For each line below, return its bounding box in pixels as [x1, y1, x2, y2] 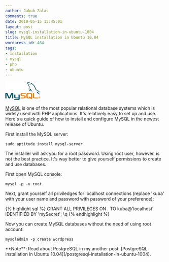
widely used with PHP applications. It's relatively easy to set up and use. [5, 111, 156, 117]
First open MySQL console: [5, 171, 62, 177]
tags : [5, 46, 17, 51]
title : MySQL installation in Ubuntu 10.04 [5, 35, 99, 40]
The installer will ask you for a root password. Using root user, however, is [5, 150, 160, 157]
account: [5, 226, 24, 233]
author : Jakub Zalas [5, 8, 49, 13]
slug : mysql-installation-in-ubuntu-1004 [5, 29, 94, 35]
